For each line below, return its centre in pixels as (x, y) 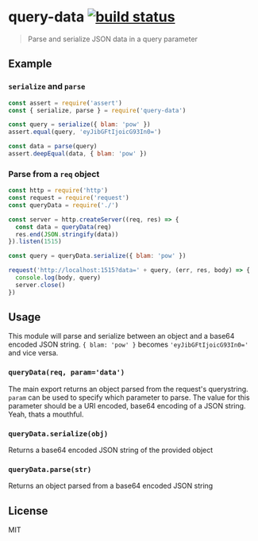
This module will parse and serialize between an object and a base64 (121, 336)
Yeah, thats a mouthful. (46, 414)
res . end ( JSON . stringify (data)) (67, 234)
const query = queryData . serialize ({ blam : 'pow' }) (97, 256)
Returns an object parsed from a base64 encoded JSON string (111, 486)
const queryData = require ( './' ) (64, 205)
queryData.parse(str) (50, 469)
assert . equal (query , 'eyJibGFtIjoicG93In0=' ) (85, 132)
